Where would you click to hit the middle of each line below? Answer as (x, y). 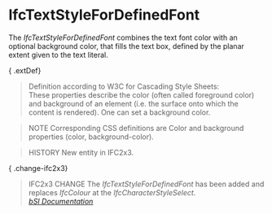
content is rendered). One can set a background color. (119, 112)
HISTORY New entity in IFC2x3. (81, 152)
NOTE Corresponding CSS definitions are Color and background (136, 128)
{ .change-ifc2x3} (38, 168)
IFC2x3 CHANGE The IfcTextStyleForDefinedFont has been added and (146, 184)
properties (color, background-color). (91, 137)
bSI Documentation (61, 201)
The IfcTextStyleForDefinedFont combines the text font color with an (123, 37)
